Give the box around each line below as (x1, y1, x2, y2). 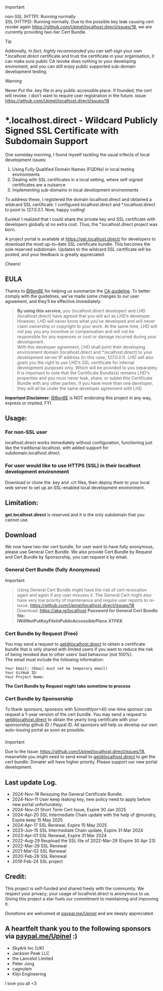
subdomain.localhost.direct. (5, 450, 61, 456)
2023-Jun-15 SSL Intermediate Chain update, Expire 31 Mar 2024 (12, 827, 144, 833)
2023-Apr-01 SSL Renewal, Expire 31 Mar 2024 (12, 832, 107, 838)
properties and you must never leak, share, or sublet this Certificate (17, 375, 153, 381)
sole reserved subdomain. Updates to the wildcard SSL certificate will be (5, 246, 151, 252)
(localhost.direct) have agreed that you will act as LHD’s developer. (17, 313, 151, 318)
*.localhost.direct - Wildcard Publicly (5, 115, 158, 126)
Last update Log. (5, 778, 57, 786)
